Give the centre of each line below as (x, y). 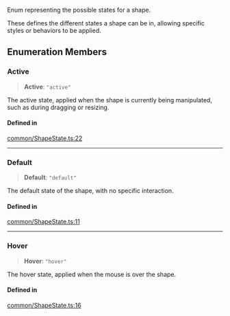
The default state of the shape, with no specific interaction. (90, 191)
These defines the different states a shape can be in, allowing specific (106, 23)
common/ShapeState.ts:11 (43, 222)
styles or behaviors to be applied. (54, 31)
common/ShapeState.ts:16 (44, 305)
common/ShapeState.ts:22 (45, 138)
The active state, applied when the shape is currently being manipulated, (110, 100)
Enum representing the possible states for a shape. (79, 10)
